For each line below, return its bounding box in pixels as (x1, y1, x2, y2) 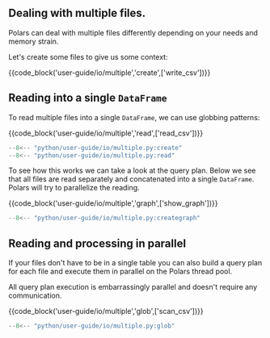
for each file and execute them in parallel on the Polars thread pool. (8, 266, 233, 277)
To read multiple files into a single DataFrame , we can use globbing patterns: (8, 112, 260, 122)
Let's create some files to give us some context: (8, 52, 168, 61)
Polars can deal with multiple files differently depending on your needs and (8, 27, 259, 37)
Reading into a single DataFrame (8, 91, 167, 105)
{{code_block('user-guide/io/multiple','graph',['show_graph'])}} (8, 198, 218, 208)
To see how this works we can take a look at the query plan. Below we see (8, 165, 256, 176)
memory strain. (8, 36, 59, 46)
